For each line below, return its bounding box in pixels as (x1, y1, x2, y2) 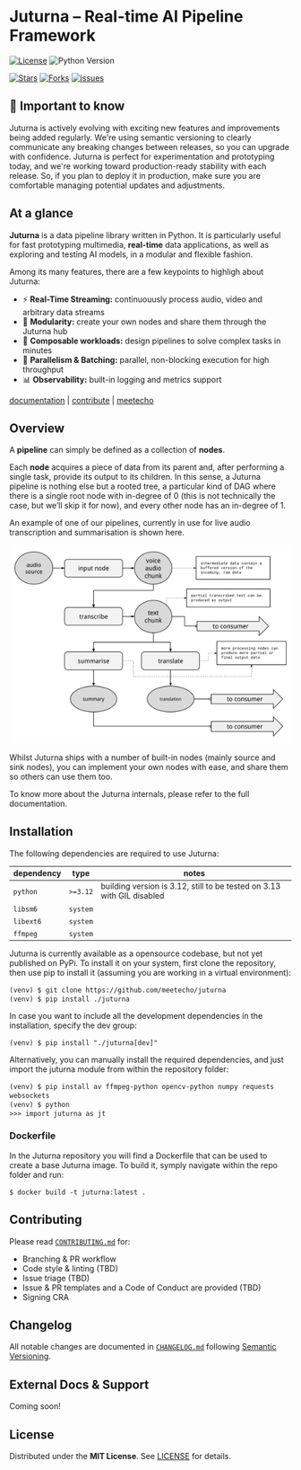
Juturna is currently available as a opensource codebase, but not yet (9, 948, 263, 959)
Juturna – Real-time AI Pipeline (9, 6, 244, 27)
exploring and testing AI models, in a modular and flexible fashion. (9, 249, 254, 260)
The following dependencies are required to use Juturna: (9, 847, 219, 859)
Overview (9, 421, 65, 436)
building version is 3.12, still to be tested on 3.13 (100, 881, 281, 891)
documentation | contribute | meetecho (9, 394, 154, 405)
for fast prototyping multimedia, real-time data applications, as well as (9, 239, 270, 250)
